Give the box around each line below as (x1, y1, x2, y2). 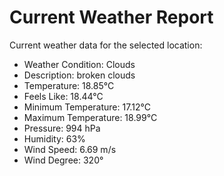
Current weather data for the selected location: (9, 39, 203, 51)
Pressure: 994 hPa (23, 122, 101, 134)
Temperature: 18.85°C (23, 79, 115, 91)
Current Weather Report (9, 6, 214, 29)
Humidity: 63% (23, 132, 86, 145)
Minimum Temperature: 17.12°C (23, 101, 151, 113)
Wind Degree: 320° (23, 154, 104, 166)
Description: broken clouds (23, 69, 136, 81)
